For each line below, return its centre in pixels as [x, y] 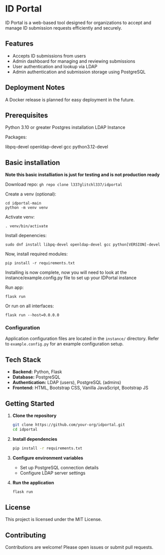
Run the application [33, 482]
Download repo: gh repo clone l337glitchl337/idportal [64, 184]
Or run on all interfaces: [30, 306]
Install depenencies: [26, 236]
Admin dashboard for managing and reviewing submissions [74, 61]
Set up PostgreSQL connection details [59, 467]
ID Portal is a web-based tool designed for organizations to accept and [78, 23]
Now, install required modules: [37, 254]
